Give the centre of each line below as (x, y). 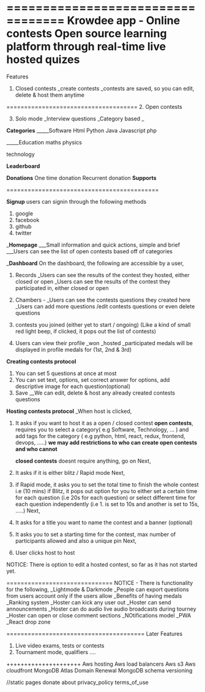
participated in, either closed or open (62, 288)
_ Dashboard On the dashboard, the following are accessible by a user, (95, 263)
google (24, 213)
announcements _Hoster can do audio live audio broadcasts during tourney (102, 609)
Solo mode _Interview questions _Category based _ (80, 118)
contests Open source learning (87, 34)
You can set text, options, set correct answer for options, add (92, 379)
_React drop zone (28, 622)
